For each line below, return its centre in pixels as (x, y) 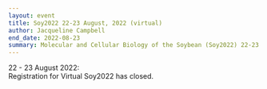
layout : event (32, 15)
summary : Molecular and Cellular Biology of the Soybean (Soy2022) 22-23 (134, 45)
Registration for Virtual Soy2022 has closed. (81, 76)
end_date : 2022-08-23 (44, 38)
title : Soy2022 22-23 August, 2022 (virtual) (85, 23)
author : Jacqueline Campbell (57, 30)
